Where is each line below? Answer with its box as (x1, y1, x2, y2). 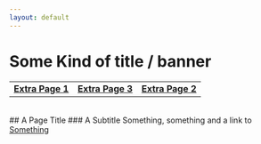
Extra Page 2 (141, 82, 198, 94)
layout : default (9, 12, 69, 22)
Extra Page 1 (13, 82, 69, 94)
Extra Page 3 (77, 82, 134, 94)
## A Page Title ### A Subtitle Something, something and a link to (9, 115, 252, 125)
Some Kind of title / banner (9, 51, 212, 71)
